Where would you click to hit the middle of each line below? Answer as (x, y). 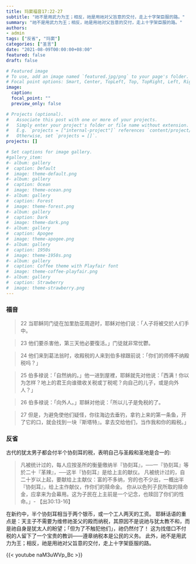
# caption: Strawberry (35, 283)
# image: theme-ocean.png (39, 190)
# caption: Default (31, 168)
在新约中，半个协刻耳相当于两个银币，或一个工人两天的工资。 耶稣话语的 (94, 514)
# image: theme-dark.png (37, 223)
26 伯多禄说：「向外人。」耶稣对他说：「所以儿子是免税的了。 (92, 402)
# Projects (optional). (35, 114)
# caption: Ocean (28, 185)
